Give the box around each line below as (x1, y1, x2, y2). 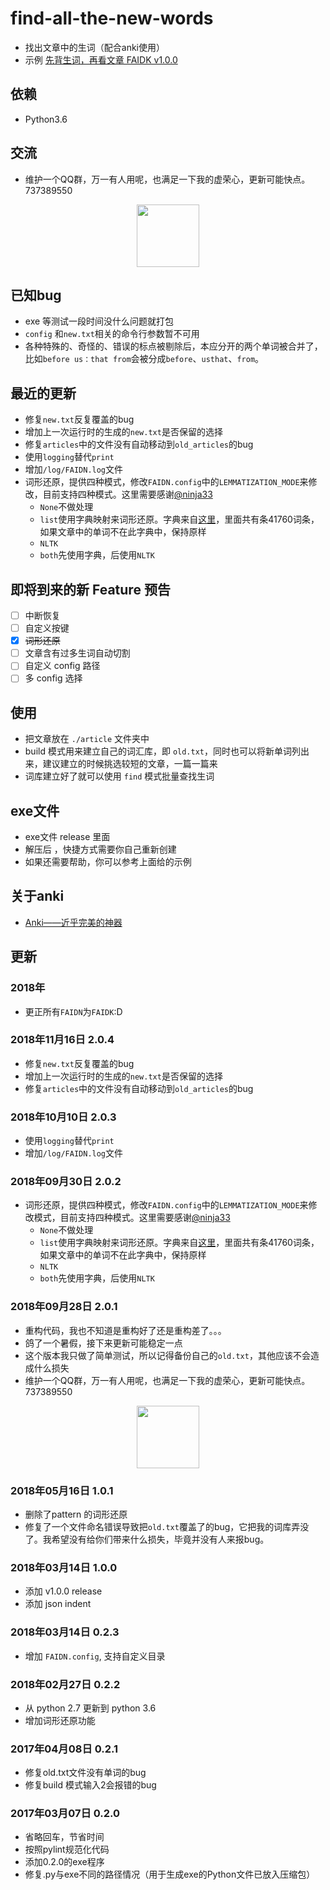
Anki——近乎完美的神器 (24, 916, 123, 928)
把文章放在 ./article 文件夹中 (24, 733, 150, 745)
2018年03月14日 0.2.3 (10, 1625, 120, 1639)
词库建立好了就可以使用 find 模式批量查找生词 (24, 770, 215, 782)
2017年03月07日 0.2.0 (10, 1807, 121, 1821)
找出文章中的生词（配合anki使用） (24, 41, 166, 53)
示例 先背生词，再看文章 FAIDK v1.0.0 (24, 53, 178, 66)
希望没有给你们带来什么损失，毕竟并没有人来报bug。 (51, 1533, 270, 1545)
